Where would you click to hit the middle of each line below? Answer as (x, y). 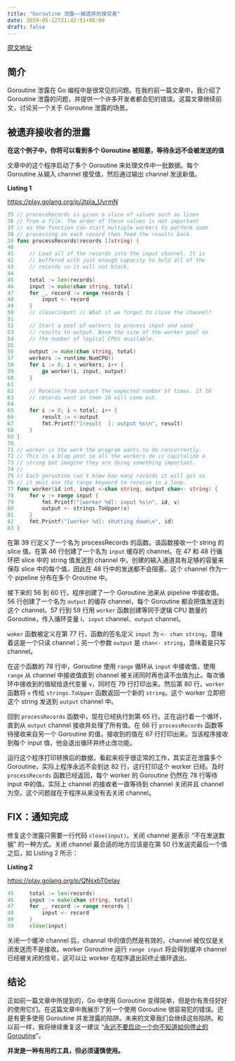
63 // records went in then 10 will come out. (83, 398)
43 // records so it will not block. (69, 267)
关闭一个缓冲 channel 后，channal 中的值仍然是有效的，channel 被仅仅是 (113, 940)
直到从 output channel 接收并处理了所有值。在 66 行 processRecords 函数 (112, 725)
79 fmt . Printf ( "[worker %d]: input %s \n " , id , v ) (94, 502)
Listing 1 (20, 188)
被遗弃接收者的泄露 (49, 132)
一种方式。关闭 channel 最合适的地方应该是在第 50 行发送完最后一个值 (126, 844)
